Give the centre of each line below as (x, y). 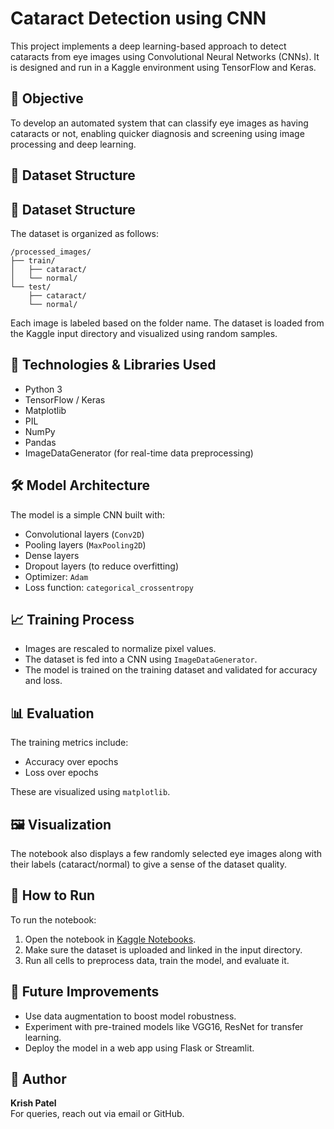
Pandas (40, 442)
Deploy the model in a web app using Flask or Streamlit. (139, 1048)
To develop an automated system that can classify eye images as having (159, 123)
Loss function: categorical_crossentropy (109, 587)
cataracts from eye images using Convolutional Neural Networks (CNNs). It (165, 56)
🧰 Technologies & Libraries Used (113, 365)
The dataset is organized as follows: (85, 233)
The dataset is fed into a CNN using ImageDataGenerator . (141, 659)
